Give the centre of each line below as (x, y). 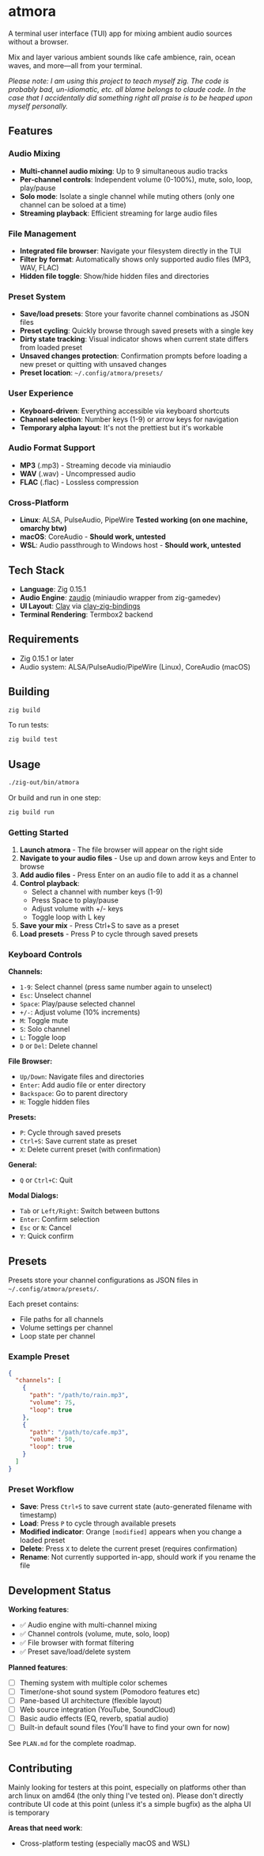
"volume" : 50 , (53, 1440)
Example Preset (39, 1357)
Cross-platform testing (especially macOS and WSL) (105, 1843)
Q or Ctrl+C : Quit (46, 1180)
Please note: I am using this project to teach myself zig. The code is (119, 81)
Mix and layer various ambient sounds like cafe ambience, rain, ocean (122, 57)
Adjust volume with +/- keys (77, 909)
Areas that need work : (45, 1828)
